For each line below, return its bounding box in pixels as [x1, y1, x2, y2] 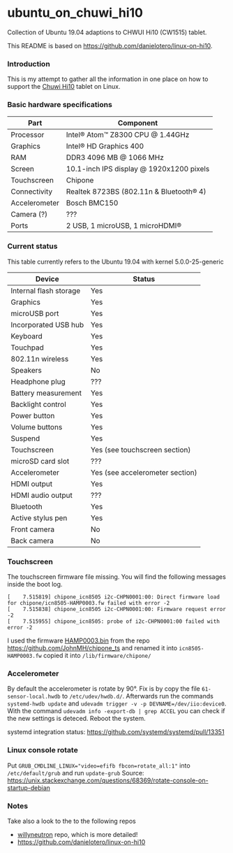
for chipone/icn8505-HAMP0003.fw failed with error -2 [7, 600, 170, 607]
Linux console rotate [7, 745, 78, 755]
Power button [10, 410, 55, 420]
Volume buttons [10, 422, 63, 431]
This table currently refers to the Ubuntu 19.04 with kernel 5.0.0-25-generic [7, 257, 225, 266]
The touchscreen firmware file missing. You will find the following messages [7, 573, 227, 581]
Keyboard [10, 331, 43, 341]
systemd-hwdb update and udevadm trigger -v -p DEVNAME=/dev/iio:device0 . [7, 699, 227, 708]
